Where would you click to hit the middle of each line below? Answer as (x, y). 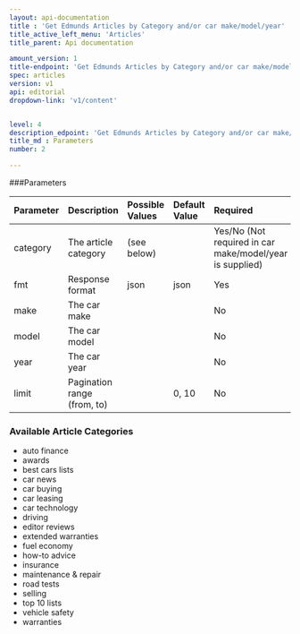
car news (39, 479)
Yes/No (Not (240, 231)
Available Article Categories (71, 431)
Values (142, 216)
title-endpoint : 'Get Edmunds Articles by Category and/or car (129, 67)
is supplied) (238, 265)
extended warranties (60, 536)
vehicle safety (48, 613)
